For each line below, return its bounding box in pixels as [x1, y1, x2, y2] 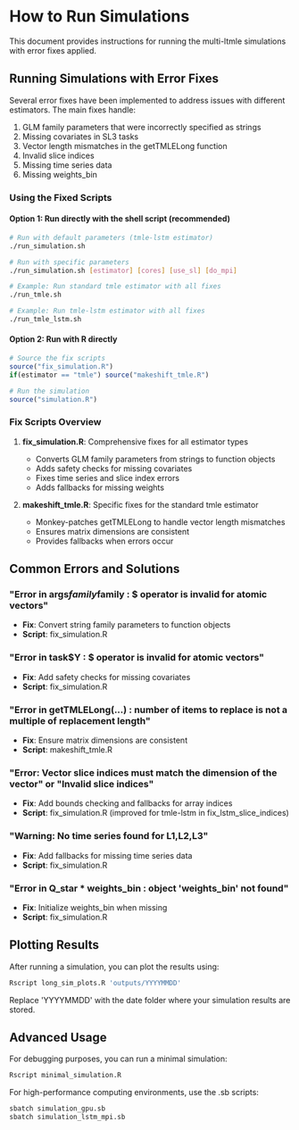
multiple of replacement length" [9, 714, 151, 727]
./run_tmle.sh [9, 290, 62, 300]
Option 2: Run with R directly [9, 334, 118, 345]
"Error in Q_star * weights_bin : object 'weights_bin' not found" [9, 882, 289, 894]
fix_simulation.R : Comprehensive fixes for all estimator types [21, 436, 248, 447]
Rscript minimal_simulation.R [9, 1071, 122, 1080]
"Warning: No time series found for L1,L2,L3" [9, 830, 209, 843]
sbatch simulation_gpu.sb [9, 1104, 105, 1113]
